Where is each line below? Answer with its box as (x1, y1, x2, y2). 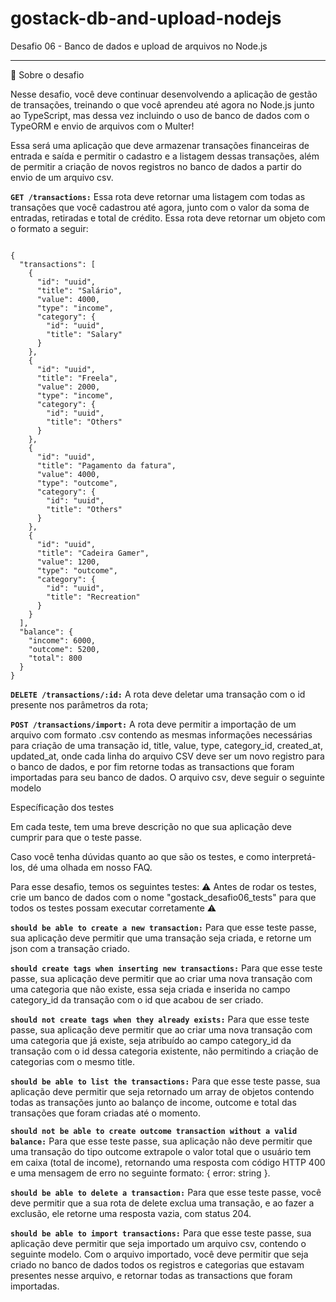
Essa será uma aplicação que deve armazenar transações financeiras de (10, 139, 310, 151)
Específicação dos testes (10, 801, 115, 813)
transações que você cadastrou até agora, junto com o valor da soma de (10, 201, 310, 213)
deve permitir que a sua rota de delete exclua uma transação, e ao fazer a (10, 1197, 315, 1209)
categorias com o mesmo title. (10, 1055, 136, 1067)
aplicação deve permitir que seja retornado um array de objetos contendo (10, 1085, 315, 1097)
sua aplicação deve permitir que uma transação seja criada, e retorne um (10, 932, 312, 944)
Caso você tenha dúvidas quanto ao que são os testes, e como (10, 850, 270, 862)
